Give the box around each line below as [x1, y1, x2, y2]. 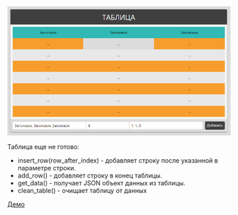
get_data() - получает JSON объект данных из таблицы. [17, 179, 186, 187]
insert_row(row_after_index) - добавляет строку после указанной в [17, 156, 218, 165]
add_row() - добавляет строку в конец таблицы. [17, 171, 163, 180]
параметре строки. [17, 164, 76, 172]
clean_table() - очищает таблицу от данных [17, 187, 147, 194]
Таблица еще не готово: [7, 143, 80, 151]
